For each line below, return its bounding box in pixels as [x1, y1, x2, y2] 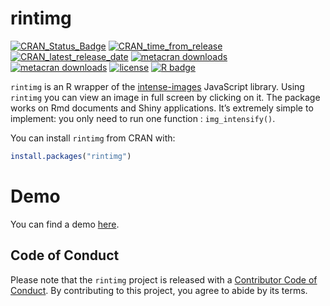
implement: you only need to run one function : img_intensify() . [10, 112, 276, 124]
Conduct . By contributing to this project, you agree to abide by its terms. [10, 284, 308, 296]
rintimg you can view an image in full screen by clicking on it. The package [10, 91, 321, 103]
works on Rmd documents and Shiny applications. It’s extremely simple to [10, 102, 314, 114]
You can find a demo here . [10, 218, 120, 230]
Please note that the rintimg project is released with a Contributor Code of [10, 273, 318, 286]
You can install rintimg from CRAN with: [10, 132, 176, 144]
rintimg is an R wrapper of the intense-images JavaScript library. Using [10, 80, 305, 92]
